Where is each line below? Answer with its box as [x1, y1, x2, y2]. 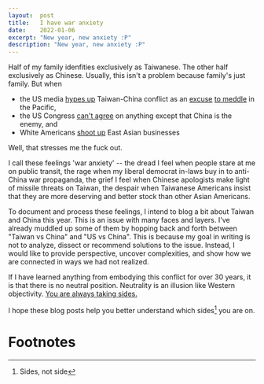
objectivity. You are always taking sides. [8, 289, 137, 299]
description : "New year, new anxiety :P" [8, 41, 146, 49]
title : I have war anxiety [8, 19, 104, 27]
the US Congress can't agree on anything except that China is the [19, 111, 233, 120]
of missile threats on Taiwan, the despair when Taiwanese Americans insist [8, 183, 251, 193]
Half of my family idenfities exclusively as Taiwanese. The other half [8, 62, 229, 72]
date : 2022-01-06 [8, 26, 76, 34]
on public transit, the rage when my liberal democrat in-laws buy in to [8, 167, 233, 176]
